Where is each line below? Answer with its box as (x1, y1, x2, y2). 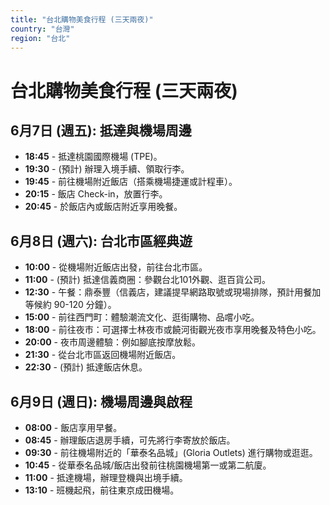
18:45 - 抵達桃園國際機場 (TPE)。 (24, 151, 163, 163)
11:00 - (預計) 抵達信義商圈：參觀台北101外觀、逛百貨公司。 (24, 274, 272, 286)
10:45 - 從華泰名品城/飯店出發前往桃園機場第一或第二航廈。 (24, 459, 272, 471)
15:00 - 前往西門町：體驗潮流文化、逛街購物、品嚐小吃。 (24, 311, 260, 323)
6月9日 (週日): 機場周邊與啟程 (10, 393, 193, 410)
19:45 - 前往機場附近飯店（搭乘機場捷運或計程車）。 (24, 176, 238, 188)
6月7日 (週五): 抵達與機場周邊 (10, 122, 192, 139)
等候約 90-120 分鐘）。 (24, 299, 117, 311)
